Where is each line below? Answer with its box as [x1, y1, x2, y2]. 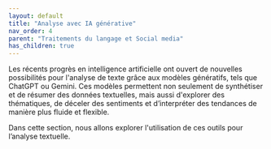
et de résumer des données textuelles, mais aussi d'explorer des [8, 90, 225, 100]
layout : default [8, 11, 63, 20]
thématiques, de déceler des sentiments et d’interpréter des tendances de [8, 99, 258, 109]
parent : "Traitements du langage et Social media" [8, 34, 184, 43]
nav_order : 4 [8, 27, 53, 35]
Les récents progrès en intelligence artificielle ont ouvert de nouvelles [8, 64, 243, 74]
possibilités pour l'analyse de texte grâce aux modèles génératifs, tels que [8, 73, 258, 83]
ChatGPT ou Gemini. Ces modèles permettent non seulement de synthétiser [8, 82, 263, 92]
